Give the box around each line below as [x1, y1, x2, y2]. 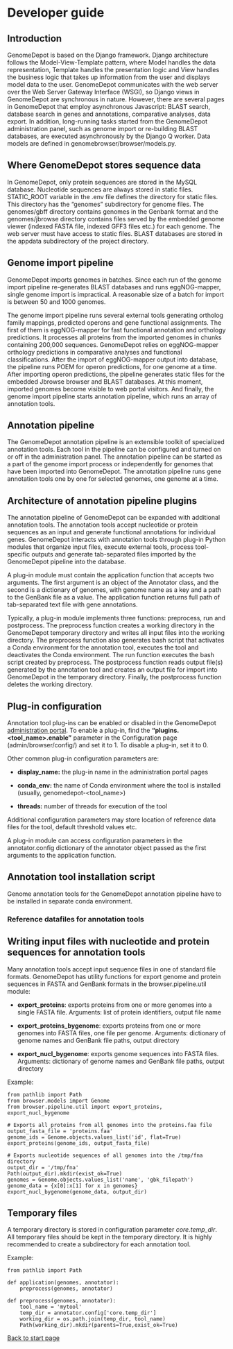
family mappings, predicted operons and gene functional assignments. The [7, 318, 222, 327]
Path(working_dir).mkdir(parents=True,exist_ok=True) [19, 1322, 178, 1329]
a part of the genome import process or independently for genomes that [7, 460, 214, 468]
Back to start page [7, 1334, 60, 1342]
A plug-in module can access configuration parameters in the [7, 836, 183, 845]
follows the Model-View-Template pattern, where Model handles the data [7, 58, 216, 67]
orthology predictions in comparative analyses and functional [7, 348, 182, 356]
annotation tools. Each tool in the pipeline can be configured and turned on [7, 446, 221, 454]
